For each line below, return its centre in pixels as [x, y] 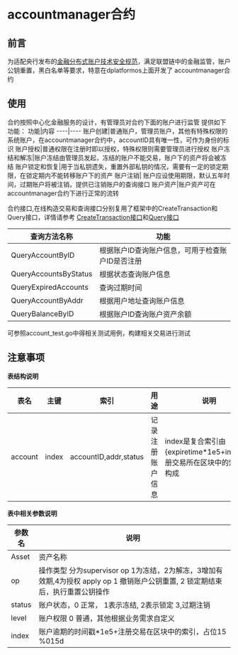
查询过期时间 [120, 287]
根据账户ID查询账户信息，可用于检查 [159, 250]
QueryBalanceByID [42, 313]
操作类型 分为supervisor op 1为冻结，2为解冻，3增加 [127, 570]
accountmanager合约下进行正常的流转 [63, 193]
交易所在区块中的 [200, 462]
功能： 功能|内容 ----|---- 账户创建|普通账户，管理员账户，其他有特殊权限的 [118, 131]
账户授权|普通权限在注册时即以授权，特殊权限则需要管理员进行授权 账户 [120, 148]
